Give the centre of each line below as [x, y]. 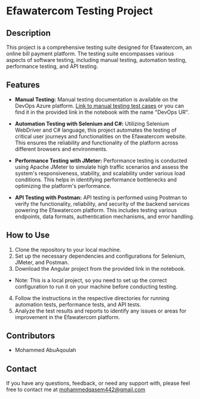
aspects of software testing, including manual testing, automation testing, [96, 60]
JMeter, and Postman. [42, 262]
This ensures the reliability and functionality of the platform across [96, 143]
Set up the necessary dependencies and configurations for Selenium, [100, 256]
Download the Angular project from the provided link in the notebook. [100, 268]
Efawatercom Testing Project [80, 11]
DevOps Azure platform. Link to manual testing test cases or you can [99, 106]
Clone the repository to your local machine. [68, 249]
